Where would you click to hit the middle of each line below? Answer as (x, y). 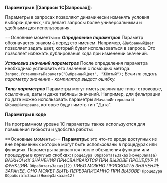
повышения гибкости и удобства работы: (49, 129)
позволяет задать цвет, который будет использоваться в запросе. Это (80, 48)
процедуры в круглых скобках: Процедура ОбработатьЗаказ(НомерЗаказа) (81, 155)
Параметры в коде (26, 114)
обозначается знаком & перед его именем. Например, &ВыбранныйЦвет (80, 43)
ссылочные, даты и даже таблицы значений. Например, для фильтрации (83, 94)
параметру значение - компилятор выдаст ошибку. (60, 79)
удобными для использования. (38, 28)
